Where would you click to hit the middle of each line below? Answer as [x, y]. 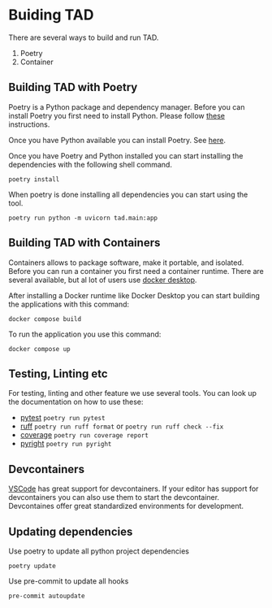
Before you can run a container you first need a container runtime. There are [136, 271]
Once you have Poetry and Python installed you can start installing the [126, 155]
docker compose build [45, 319]
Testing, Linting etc [58, 373]
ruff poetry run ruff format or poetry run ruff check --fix [122, 426]
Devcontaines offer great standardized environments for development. [126, 506]
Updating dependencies [71, 531]
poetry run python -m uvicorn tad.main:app [83, 218]
